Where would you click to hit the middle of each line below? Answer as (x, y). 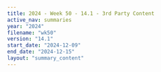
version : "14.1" (30, 39)
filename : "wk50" (32, 33)
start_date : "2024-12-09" (44, 45)
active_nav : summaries (39, 20)
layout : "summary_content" (46, 58)
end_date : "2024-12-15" (41, 52)
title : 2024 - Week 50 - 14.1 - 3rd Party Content (81, 13)
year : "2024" (26, 26)
